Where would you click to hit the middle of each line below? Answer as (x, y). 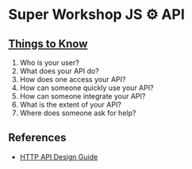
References (37, 138)
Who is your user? (49, 62)
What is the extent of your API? (70, 105)
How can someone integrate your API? (83, 96)
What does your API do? (59, 71)
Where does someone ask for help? (78, 113)
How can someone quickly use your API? (86, 88)
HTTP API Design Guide (59, 156)
